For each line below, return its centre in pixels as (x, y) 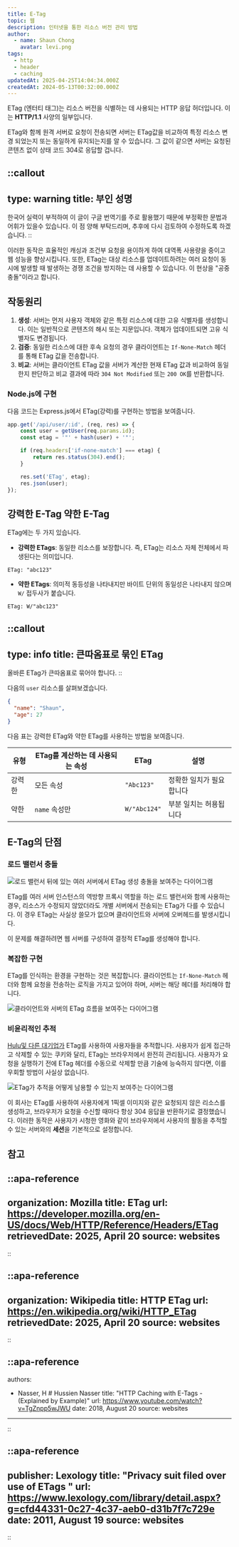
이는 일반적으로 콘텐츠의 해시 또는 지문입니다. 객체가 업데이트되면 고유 (124, 330)
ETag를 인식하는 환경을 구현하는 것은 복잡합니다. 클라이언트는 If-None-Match (114, 975)
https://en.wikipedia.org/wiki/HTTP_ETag (102, 1311)
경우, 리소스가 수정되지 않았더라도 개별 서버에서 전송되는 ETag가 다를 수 (107, 905)
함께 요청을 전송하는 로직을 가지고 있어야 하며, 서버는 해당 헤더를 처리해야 (122, 984)
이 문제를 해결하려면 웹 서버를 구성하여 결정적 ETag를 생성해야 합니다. (104, 938)
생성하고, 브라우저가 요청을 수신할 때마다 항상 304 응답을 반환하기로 (101, 1112)
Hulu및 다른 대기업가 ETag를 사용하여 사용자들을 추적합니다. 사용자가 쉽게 (110, 1046)
